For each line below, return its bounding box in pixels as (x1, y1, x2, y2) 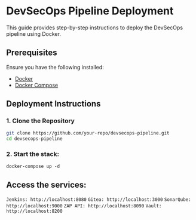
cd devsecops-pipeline (6, 136, 63, 142)
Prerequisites (6, 48, 57, 58)
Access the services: (6, 179, 87, 190)
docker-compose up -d (6, 163, 60, 170)
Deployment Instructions (6, 99, 101, 109)
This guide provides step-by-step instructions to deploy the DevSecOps (6, 24, 183, 31)
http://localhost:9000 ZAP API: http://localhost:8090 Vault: (6, 203, 162, 209)
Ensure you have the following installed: (6, 63, 105, 71)
